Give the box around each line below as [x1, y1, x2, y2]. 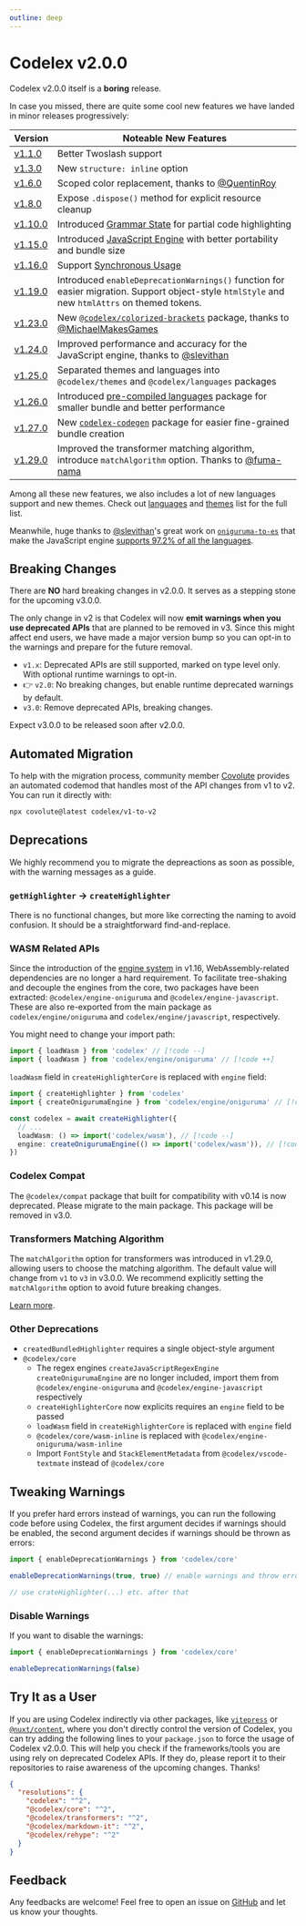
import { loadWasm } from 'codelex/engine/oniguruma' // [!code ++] [9, 1055, 275, 1064]
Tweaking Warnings [9, 1484, 126, 1500]
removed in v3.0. [9, 1209, 73, 1221]
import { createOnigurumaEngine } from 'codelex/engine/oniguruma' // [9, 1098, 283, 1107]
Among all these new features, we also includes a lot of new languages [9, 488, 276, 499]
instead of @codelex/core [71, 1458, 165, 1469]
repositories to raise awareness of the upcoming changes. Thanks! [9, 1762, 260, 1773]
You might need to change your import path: [9, 1029, 176, 1040]
